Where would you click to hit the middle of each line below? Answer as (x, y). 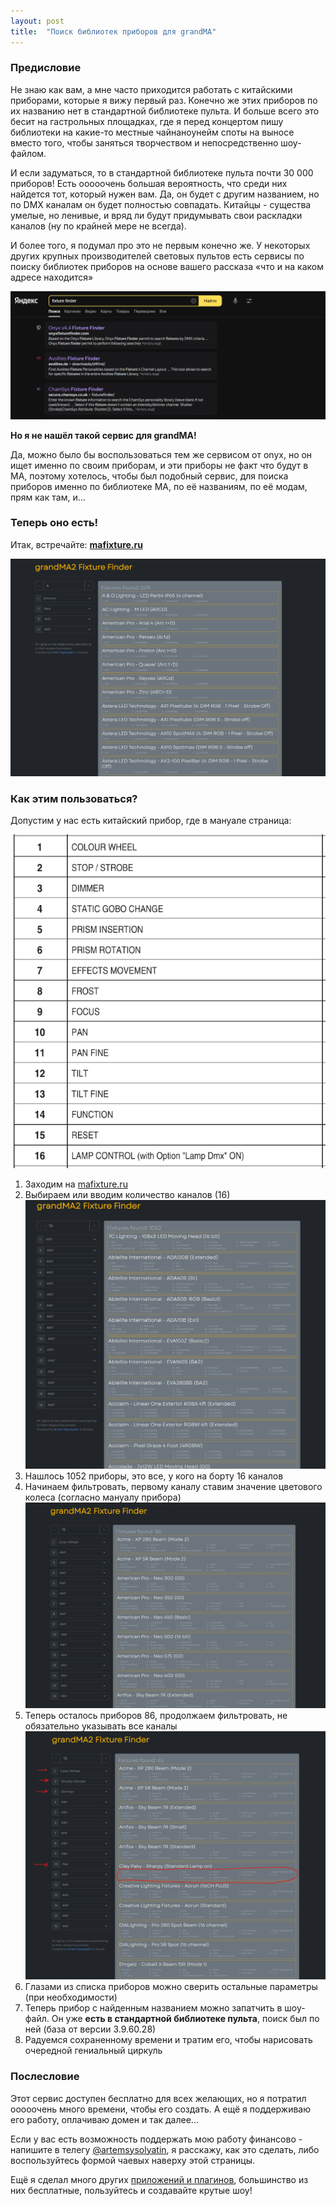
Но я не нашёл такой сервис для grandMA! (103, 435)
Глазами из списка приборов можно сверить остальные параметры (171, 1987)
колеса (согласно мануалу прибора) (103, 1497)
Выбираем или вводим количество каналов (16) (127, 1194)
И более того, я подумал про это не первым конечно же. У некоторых (160, 245)
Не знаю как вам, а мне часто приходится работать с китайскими (151, 89)
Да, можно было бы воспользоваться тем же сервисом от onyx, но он (161, 454)
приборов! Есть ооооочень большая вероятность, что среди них (149, 183)
